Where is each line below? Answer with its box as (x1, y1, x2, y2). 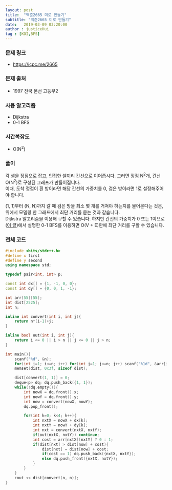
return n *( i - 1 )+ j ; (14, 319, 54, 324)
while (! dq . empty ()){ (14, 385, 58, 390)
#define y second (5, 258, 42, 263)
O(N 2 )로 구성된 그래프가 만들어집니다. (5, 178, 81, 185)
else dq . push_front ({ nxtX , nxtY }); (41, 456, 118, 461)
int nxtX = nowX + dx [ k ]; (32, 418, 88, 423)
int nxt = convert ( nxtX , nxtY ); (32, 427, 102, 432)
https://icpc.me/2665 (12, 61, 58, 67)
